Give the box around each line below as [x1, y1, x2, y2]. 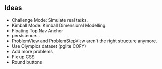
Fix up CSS [11, 54, 35, 60]
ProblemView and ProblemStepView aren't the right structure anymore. [11, 38, 157, 44]
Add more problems [11, 48, 53, 54]
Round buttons [11, 59, 42, 65]
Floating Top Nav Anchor [11, 27, 63, 34]
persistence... [11, 33, 40, 38]
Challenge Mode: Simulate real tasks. [11, 17, 88, 23]
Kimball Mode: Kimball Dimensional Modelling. [11, 22, 107, 28]
